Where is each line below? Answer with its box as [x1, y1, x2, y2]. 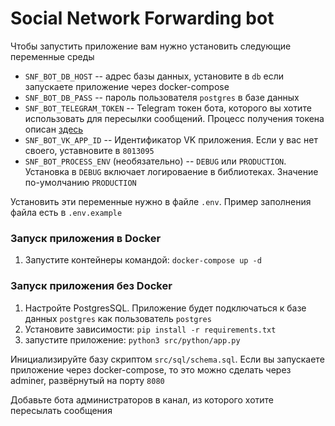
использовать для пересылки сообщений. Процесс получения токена [24, 112, 325, 124]
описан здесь [24, 123, 84, 135]
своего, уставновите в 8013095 [24, 144, 155, 156]
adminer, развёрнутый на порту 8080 [10, 374, 165, 386]
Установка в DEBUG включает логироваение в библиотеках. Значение [24, 165, 319, 177]
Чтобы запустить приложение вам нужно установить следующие [10, 40, 292, 52]
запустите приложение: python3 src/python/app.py [24, 333, 241, 346]
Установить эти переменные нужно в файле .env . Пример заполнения [10, 195, 312, 207]
